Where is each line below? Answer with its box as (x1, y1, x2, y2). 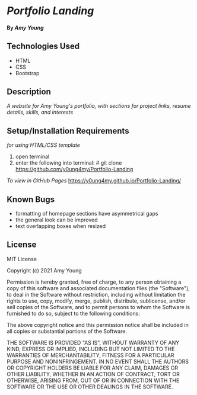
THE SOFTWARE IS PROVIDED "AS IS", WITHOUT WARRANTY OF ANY (7, 339, 180, 346)
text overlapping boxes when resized (15, 223, 106, 230)
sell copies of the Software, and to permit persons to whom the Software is (7, 303, 190, 310)
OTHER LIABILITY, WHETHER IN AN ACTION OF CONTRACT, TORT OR (7, 370, 180, 377)
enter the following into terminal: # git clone (15, 159, 122, 166)
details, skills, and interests (7, 108, 74, 116)
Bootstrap (15, 69, 40, 76)
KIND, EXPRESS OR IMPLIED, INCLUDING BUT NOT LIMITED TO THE (7, 345, 175, 352)
